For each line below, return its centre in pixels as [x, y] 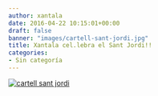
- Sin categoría [35, 61]
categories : [28, 53]
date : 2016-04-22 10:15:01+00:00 [64, 23]
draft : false [30, 30]
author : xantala [35, 16]
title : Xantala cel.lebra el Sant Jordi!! [80, 46]
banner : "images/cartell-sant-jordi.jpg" [79, 38]
